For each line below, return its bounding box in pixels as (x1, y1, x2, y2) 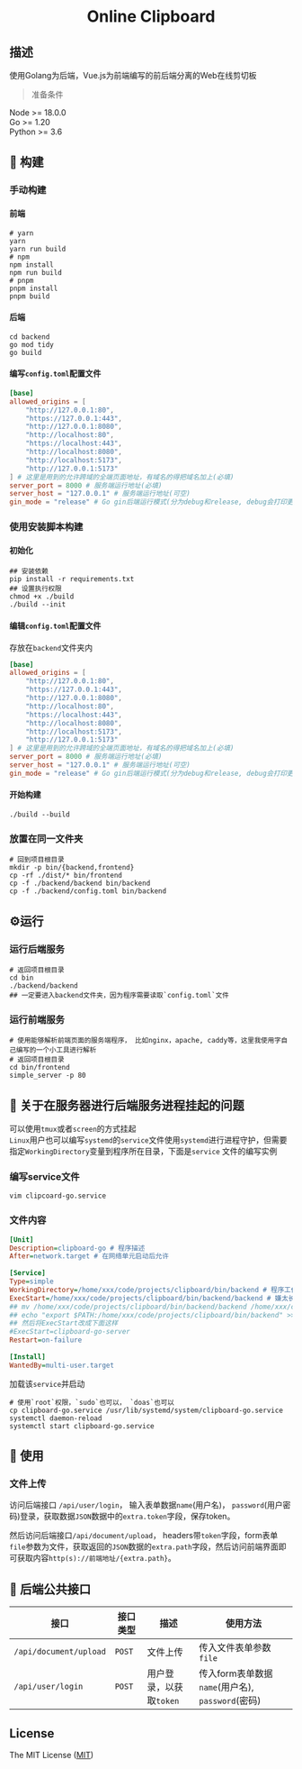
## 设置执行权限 (9, 584, 62, 594)
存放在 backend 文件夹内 (9, 642, 93, 652)
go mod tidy (9, 340, 54, 349)
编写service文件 (9, 1170, 80, 1182)
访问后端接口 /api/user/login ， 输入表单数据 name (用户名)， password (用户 (9, 1500, 283, 1510)
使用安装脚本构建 (9, 521, 84, 533)
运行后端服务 (9, 943, 66, 955)
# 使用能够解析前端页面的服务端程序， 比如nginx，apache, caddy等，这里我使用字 (9, 1036, 281, 1045)
